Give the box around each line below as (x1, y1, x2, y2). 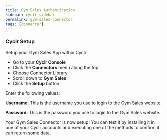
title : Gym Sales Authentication (5, 7, 75, 13)
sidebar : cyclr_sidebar (5, 12, 55, 17)
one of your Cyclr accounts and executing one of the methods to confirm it (5, 124, 160, 130)
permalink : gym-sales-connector (5, 17, 73, 22)
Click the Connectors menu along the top (12, 64, 99, 70)
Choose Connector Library (12, 70, 68, 76)
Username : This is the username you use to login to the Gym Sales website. (5, 100, 162, 106)
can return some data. (5, 130, 51, 136)
